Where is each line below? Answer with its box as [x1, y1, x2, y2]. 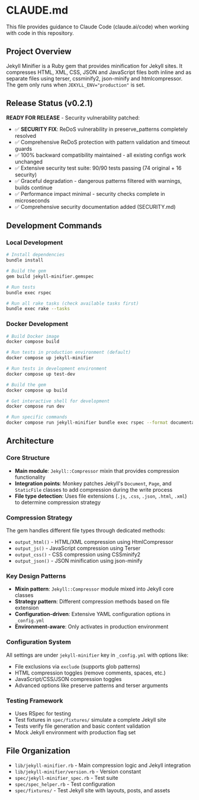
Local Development [6, 238, 63, 246]
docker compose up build [6, 387, 68, 393]
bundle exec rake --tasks [6, 306, 70, 312]
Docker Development [6, 320, 69, 328]
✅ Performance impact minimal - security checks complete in [14, 190, 165, 197]
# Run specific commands [6, 414, 68, 420]
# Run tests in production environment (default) [6, 350, 131, 356]
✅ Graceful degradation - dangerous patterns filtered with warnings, [14, 177, 182, 184]
